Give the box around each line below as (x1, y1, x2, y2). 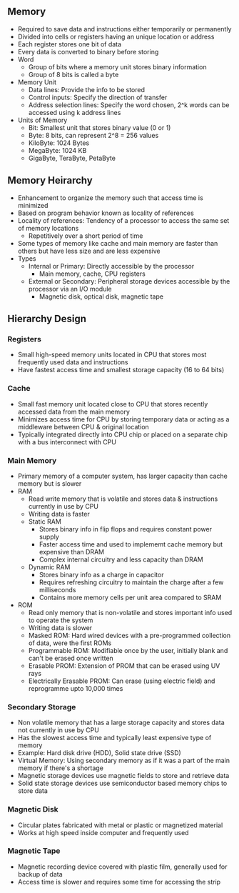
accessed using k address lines (28, 108, 121, 116)
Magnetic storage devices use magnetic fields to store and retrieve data (17, 772, 230, 780)
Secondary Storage (7, 702, 76, 712)
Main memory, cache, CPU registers (39, 269, 146, 278)
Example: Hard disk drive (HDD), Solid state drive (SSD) (17, 749, 182, 757)
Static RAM (28, 517, 62, 526)
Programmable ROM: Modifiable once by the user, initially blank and (28, 646, 228, 654)
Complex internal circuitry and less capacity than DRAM (39, 555, 203, 564)
